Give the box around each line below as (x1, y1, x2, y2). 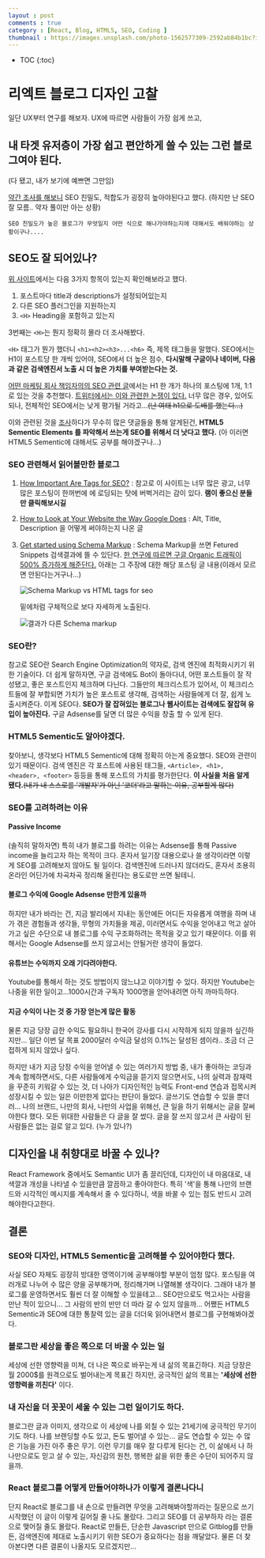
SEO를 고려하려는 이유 (8, 802, 88, 813)
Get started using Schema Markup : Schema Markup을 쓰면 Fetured (19, 540, 239, 550)
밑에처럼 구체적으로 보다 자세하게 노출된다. (19, 602, 151, 611)
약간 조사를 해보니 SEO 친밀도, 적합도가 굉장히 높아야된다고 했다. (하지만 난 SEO (8, 193, 255, 202)
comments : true (8, 19, 62, 27)
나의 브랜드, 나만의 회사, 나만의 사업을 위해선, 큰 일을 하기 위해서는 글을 (22, 1102, 241, 1111)
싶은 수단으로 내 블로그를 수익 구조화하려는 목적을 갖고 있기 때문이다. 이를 (22, 928, 248, 938)
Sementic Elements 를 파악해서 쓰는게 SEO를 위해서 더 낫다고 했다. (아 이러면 (8, 427, 249, 437)
